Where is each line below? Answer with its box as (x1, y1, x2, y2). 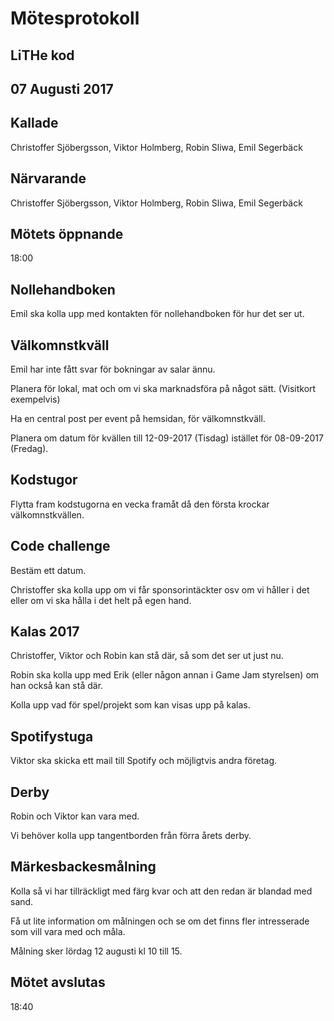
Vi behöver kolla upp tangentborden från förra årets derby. (10, 830, 252, 842)
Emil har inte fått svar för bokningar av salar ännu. (10, 363, 216, 376)
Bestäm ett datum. (10, 564, 87, 576)
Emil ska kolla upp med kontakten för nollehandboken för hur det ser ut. (10, 308, 305, 320)
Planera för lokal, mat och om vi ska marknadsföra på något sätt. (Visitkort (10, 383, 317, 395)
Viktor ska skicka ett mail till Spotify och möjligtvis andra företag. (10, 755, 278, 767)
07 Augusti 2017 (10, 80, 114, 97)
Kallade (10, 115, 59, 132)
